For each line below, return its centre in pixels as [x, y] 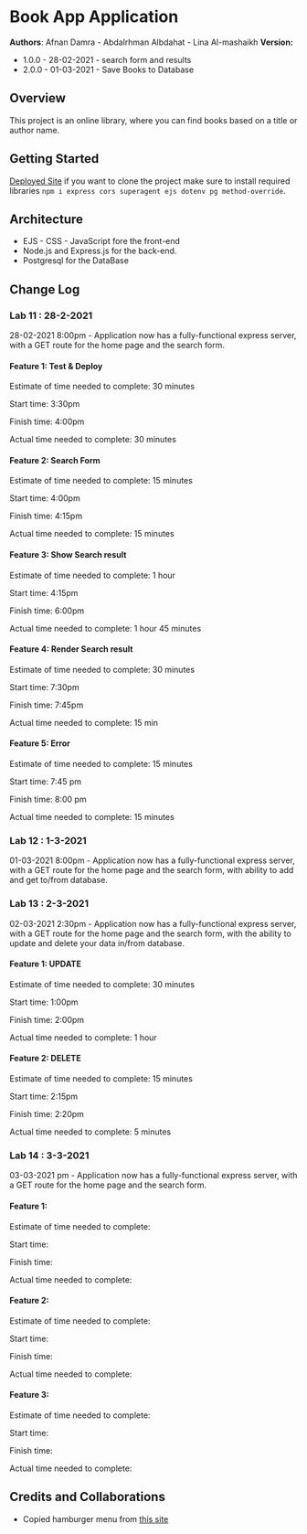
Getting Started [54, 159]
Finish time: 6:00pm [47, 611]
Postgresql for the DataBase [76, 261]
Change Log [45, 289]
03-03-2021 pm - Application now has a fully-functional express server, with [153, 1176]
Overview [38, 98]
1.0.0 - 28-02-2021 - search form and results [107, 59]
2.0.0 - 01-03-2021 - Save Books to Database [108, 69]
